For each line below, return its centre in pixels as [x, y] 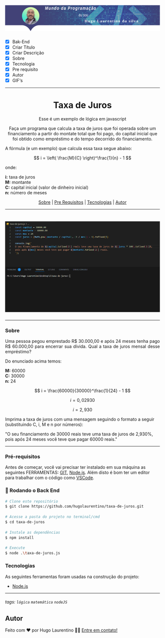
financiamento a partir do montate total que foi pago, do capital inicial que [82, 134]
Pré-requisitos [23, 456]
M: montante [18, 182]
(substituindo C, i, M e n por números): [44, 425]
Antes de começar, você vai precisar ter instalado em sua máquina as [75, 467]
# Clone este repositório [31, 501]
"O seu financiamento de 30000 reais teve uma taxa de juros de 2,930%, [79, 434]
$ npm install [20, 538]
